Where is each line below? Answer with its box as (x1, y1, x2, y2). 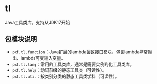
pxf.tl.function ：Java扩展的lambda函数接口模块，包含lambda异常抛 (12, 49, 152, 55)
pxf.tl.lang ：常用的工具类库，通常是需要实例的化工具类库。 (12, 61, 135, 67)
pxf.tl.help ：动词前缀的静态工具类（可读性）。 (12, 67, 107, 73)
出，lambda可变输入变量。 (12, 55, 66, 61)
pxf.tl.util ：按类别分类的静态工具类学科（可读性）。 (12, 73, 120, 79)
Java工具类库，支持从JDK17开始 (5, 19, 70, 25)
